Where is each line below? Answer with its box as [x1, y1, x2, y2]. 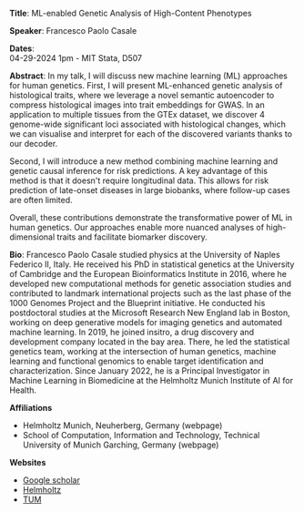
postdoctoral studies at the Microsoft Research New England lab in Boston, [9, 307, 290, 318]
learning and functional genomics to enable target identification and [9, 355, 264, 366]
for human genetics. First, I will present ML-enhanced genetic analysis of [9, 80, 283, 90]
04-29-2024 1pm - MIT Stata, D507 [9, 53, 143, 63]
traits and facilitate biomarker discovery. [56, 231, 208, 242]
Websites [9, 457, 46, 467]
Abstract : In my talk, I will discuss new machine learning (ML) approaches [9, 70, 289, 81]
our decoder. [9, 139, 58, 149]
